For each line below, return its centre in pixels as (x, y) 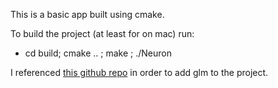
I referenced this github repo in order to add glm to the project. (139, 72)
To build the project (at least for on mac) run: (102, 33)
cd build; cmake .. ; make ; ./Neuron (98, 53)
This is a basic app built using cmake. (87, 14)
